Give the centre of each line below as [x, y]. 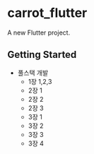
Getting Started [42, 55]
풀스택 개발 [33, 73]
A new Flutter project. [39, 32]
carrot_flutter [47, 13]
